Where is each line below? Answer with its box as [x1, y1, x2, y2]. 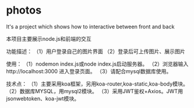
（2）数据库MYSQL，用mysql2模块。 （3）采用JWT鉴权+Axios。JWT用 [6, 87, 183, 94]
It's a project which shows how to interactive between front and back [6, 23, 175, 30]
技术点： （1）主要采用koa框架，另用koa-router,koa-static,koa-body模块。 [6, 80, 189, 87]
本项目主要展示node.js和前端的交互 [6, 35, 92, 42]
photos [6, 4, 42, 17]
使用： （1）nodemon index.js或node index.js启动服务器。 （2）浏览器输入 [6, 60, 189, 67]
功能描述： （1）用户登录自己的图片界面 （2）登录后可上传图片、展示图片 [6, 48, 186, 55]
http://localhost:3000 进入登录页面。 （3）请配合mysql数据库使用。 [6, 67, 172, 74]
